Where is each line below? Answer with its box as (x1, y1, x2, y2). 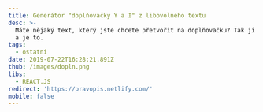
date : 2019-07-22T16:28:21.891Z (8, 56, 114, 64)
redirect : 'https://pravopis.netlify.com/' (8, 84, 154, 93)
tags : (8, 41, 26, 49)
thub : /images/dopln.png (8, 63, 90, 71)
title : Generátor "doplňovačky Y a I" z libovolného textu (8, 11, 206, 20)
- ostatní (15, 48, 47, 56)
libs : (8, 70, 26, 78)
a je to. (15, 33, 44, 42)
